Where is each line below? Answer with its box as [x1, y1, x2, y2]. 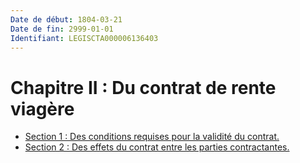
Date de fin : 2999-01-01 [10, 24, 114, 34]
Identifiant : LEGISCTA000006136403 [10, 33, 159, 43]
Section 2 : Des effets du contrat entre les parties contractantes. [24, 141, 290, 153]
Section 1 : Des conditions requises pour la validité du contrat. [24, 131, 280, 143]
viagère [10, 97, 75, 120]
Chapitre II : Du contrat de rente [10, 76, 277, 99]
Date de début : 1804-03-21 [10, 14, 123, 25]
